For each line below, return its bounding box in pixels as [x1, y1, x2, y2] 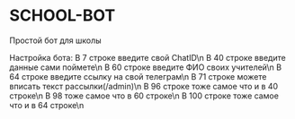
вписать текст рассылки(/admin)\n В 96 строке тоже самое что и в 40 [9, 81, 279, 91]
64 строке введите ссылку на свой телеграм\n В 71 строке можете [9, 71, 267, 81]
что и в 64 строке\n [9, 99, 85, 110]
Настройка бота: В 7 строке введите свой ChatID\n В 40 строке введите [9, 52, 286, 63]
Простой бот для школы [9, 35, 102, 46]
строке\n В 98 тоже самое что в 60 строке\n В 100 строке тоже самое [9, 90, 279, 101]
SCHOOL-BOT [9, 5, 116, 26]
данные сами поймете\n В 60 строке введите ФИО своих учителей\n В [9, 62, 282, 72]
